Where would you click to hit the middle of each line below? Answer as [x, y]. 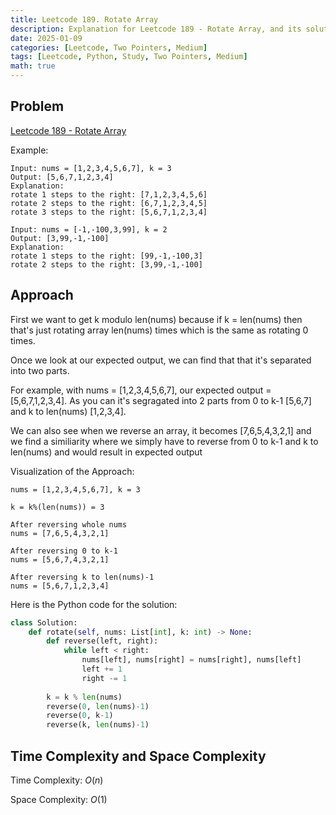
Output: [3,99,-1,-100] [60, 238]
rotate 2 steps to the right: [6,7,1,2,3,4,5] [109, 203]
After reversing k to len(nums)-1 [82, 577]
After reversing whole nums [69, 524]
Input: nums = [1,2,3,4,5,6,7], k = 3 [91, 168]
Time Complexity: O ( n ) [57, 780]
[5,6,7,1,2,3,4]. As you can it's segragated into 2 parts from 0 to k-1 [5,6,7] [161, 400]
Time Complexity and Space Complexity [138, 756]
